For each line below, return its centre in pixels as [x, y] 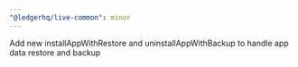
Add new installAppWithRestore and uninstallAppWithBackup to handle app [149, 43]
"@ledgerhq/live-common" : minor [70, 17]
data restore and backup [55, 52]
